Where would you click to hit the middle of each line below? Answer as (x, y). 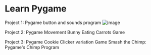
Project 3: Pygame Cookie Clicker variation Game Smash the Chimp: (76, 42)
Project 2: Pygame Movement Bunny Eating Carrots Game (65, 32)
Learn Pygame (36, 9)
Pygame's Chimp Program (32, 47)
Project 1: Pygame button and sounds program (53, 22)
